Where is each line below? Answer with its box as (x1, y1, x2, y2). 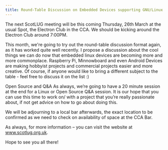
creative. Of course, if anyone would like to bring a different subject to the (5, 68, 158, 74)
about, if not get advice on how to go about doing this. (5, 99, 118, 105)
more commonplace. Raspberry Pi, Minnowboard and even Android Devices (5, 57, 162, 63)
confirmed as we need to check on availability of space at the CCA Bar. (5, 114, 153, 120)
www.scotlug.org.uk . (5, 129, 49, 135)
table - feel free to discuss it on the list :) (5, 73, 90, 79)
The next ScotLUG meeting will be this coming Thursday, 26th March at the (5, 21, 161, 27)
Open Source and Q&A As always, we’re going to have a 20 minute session (5, 83, 160, 89)
